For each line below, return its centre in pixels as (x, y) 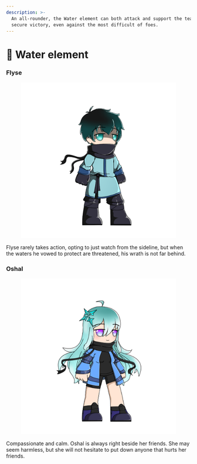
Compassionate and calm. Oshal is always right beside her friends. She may (98, 443)
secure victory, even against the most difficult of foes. (85, 25)
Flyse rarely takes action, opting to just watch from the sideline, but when (95, 247)
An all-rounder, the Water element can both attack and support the (97, 18)
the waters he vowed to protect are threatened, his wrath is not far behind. (96, 253)
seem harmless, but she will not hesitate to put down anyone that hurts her (96, 449)
